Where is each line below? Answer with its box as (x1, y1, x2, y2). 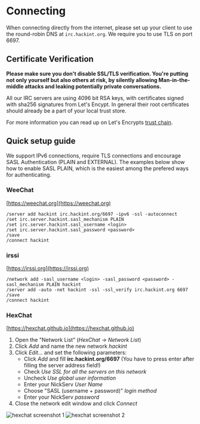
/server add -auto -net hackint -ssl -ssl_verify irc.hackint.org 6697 (6, 287, 188, 293)
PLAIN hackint (46, 281, 82, 288)
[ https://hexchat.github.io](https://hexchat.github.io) (6, 325, 134, 332)
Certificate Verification (6, 54, 94, 64)
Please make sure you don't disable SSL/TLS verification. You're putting (6, 70, 189, 77)
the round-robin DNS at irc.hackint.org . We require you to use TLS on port (6, 30, 193, 37)
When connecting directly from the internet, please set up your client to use (6, 24, 193, 31)
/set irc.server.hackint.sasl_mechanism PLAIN (6, 216, 124, 222)
